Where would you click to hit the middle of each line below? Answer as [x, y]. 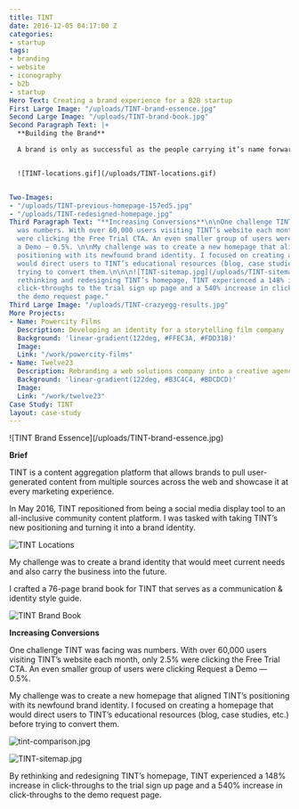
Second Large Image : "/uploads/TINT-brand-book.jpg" [109, 117]
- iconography [36, 76]
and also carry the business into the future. [88, 572]
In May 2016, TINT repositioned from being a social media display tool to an [148, 509]
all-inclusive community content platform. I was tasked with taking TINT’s [144, 519]
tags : [19, 51]
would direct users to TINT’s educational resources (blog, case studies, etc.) [149, 715]
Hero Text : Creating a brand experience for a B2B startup [121, 100]
